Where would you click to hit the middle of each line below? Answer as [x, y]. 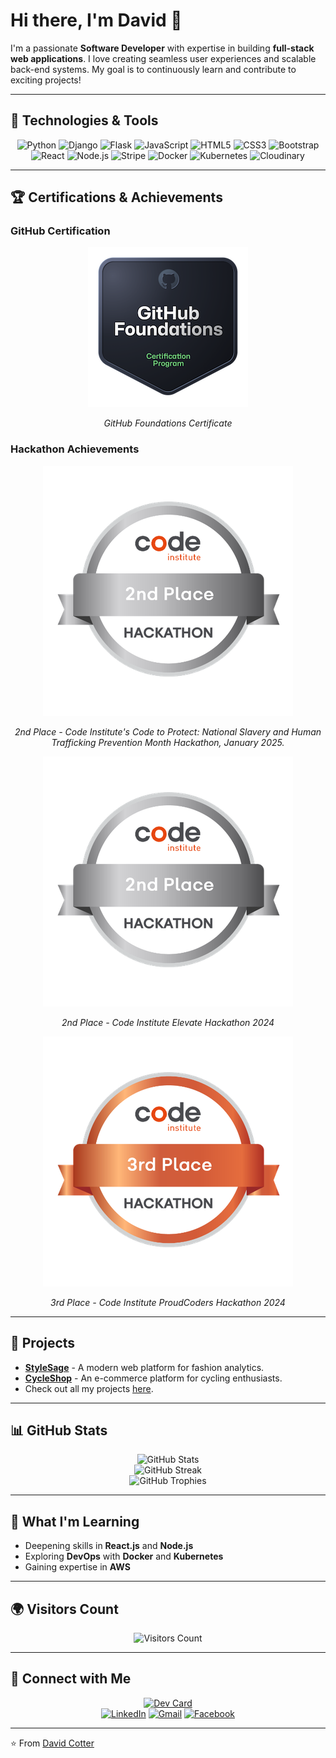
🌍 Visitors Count [64, 1609]
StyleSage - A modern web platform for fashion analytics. [144, 1367]
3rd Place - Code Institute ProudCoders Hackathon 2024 [168, 1302]
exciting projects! [46, 80]
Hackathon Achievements [75, 449]
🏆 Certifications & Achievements [116, 197]
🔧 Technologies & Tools [84, 120]
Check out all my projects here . [89, 1388]
